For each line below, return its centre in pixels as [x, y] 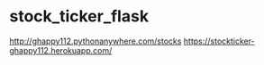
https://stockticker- [219, 41]
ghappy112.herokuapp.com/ [61, 50]
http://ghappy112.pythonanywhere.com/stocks [96, 41]
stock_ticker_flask [79, 16]
